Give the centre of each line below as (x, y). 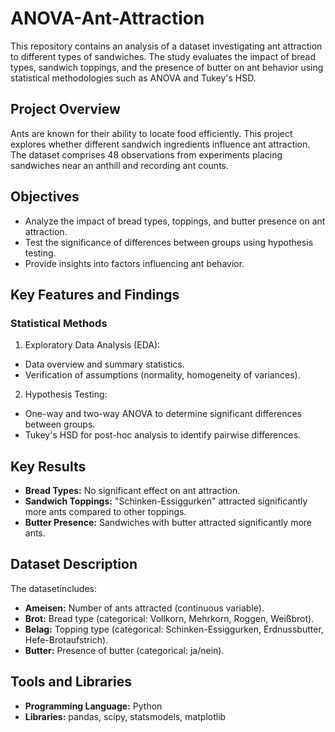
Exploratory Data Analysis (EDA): (92, 345)
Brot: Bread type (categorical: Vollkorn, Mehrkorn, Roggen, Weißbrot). (169, 618)
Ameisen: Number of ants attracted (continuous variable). (144, 608)
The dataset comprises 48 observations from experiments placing (146, 154)
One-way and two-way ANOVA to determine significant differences (163, 414)
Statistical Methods (59, 323)
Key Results (48, 466)
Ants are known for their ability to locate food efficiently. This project (151, 133)
